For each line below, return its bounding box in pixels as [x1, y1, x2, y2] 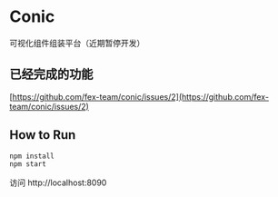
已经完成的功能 [9, 66, 94, 83]
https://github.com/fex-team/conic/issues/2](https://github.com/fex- [12, 91, 270, 102]
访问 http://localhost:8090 [9, 177, 107, 188]
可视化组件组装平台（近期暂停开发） [9, 37, 145, 48]
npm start [9, 160, 47, 169]
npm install [9, 152, 55, 161]
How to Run [9, 127, 76, 143]
